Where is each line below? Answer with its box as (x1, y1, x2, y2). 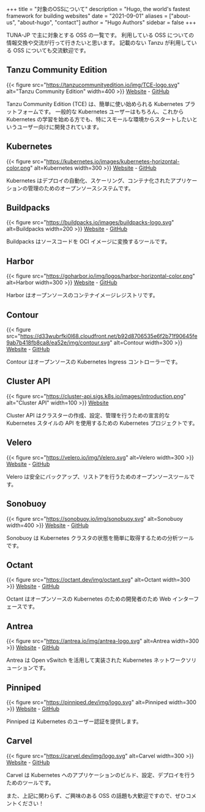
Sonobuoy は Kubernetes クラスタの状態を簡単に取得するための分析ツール (6, 534, 195, 541)
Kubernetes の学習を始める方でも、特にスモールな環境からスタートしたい (6, 115, 193, 123)
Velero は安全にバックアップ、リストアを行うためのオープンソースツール (6, 472, 190, 480)
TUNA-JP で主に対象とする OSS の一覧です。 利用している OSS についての (6, 31, 195, 39)
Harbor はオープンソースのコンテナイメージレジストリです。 (6, 292, 158, 299)
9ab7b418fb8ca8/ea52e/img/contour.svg (6, 339, 110, 346)
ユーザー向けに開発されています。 (17, 123, 102, 131)
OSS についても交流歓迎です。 (13, 47, 90, 54)
